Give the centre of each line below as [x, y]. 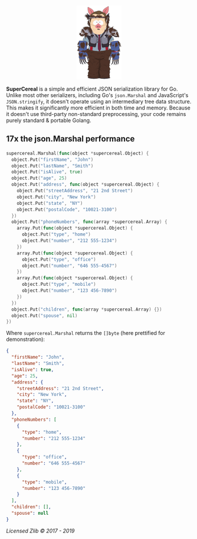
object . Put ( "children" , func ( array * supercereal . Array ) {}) [87, 309]
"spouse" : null [30, 514]
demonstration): [26, 340]
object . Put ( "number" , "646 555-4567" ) [69, 266]
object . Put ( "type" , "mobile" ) [59, 285]
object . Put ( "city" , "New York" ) [56, 197]
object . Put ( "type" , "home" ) [56, 235]
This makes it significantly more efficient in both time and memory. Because [98, 108]
